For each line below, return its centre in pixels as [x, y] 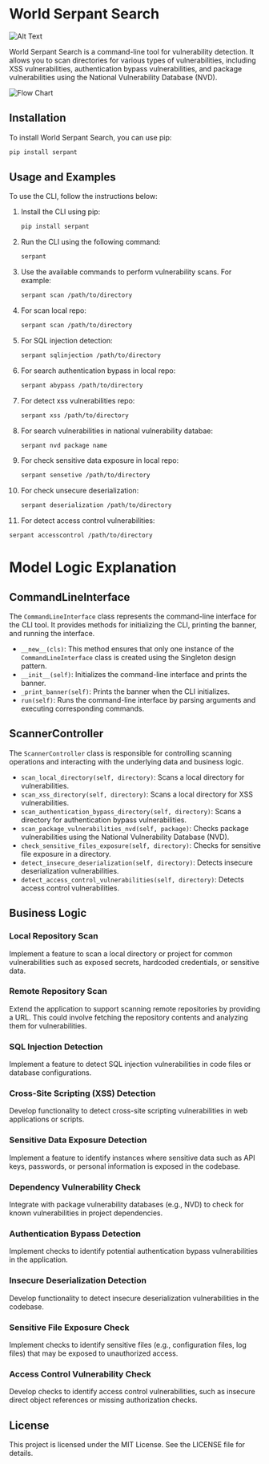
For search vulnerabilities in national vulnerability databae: [116, 431]
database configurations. [50, 1073]
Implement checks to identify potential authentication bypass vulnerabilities [134, 1251]
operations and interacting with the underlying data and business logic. [126, 761]
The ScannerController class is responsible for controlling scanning [120, 753]
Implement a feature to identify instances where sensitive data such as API [132, 1158]
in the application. [39, 1259]
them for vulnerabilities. [48, 1026]
